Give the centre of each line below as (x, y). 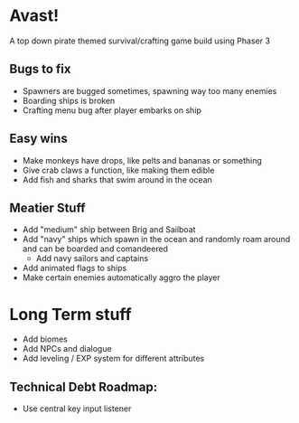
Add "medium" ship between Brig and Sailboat (109, 230)
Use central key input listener (77, 409)
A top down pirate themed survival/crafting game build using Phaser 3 (140, 41)
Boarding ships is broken (69, 100)
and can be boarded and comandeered (95, 249)
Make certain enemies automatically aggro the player (121, 277)
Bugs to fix (40, 69)
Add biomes (45, 339)
